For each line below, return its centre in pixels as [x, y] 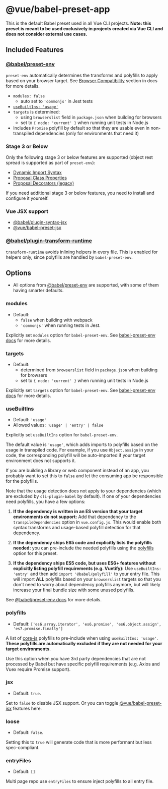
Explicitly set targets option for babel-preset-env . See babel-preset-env [80, 390]
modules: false [29, 96]
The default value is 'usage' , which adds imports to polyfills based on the [82, 444]
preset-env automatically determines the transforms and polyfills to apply [82, 75]
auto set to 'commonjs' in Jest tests [57, 101]
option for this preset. [35, 553]
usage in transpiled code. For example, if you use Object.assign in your [80, 450]
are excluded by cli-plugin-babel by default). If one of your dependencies [83, 496]
